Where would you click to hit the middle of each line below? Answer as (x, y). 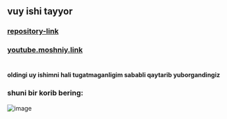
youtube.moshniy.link (45, 50)
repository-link (33, 31)
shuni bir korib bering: (45, 93)
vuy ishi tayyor (40, 11)
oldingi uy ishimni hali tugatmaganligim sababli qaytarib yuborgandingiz (114, 75)
